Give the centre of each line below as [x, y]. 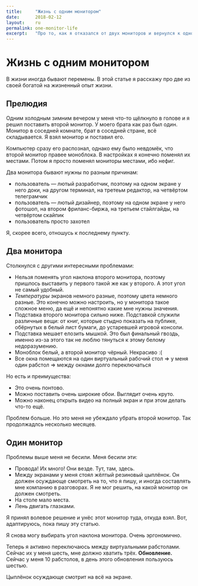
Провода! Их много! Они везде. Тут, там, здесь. [75, 468]
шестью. [17, 565]
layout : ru [24, 22]
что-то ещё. [29, 406]
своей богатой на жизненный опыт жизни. [60, 86]
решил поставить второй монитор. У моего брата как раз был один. [92, 124]
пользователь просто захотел [52, 221]
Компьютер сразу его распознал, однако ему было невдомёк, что [90, 148]
